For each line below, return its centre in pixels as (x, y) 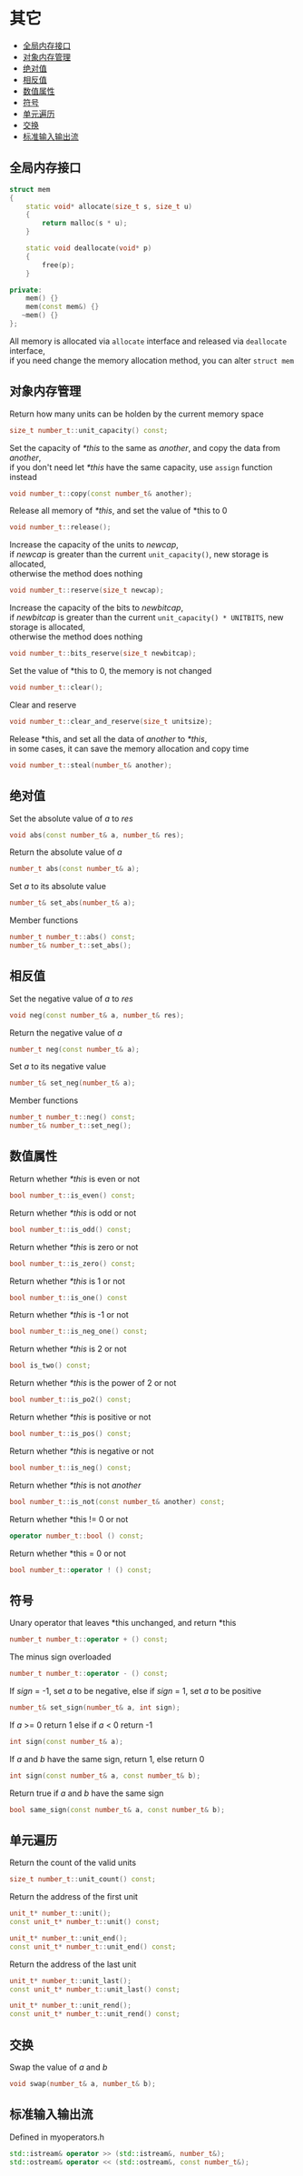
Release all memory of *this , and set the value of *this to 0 (118, 511)
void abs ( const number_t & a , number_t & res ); (97, 835)
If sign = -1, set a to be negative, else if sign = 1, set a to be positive (135, 1690)
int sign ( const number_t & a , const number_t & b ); (105, 1775)
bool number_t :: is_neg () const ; (70, 1468)
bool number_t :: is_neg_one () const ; (78, 1332)
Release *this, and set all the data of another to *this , (108, 738)
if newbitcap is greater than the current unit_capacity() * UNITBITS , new (147, 617)
